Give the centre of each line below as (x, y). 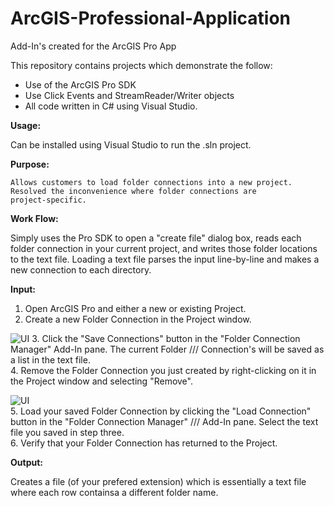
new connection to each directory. (81, 269)
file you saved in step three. (67, 432)
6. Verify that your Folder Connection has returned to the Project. (144, 443)
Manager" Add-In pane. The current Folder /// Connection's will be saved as (167, 349)
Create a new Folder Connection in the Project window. (138, 319)
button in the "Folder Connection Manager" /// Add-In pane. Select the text (164, 421)
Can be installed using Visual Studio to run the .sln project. (131, 144)
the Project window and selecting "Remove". (101, 381)
